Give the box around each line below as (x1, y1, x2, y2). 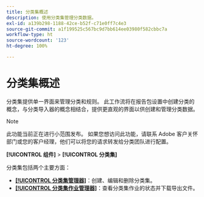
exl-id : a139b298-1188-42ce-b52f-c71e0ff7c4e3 (6, 20, 127, 26)
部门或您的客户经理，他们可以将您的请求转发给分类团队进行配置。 (6, 138, 172, 145)
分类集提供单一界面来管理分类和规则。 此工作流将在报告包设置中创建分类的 (6, 98, 195, 105)
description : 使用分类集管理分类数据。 (6, 15, 96, 21)
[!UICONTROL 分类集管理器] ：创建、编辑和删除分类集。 (15, 176, 156, 184)
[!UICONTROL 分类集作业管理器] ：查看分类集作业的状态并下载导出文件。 (15, 184, 199, 192)
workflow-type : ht (6, 32, 53, 38)
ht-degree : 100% (6, 43, 47, 49)
